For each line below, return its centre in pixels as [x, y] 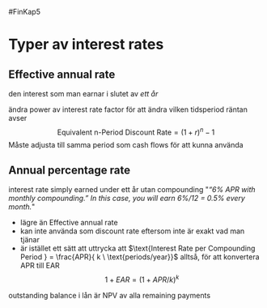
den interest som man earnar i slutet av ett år [83, 94]
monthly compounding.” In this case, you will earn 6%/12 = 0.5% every [127, 199]
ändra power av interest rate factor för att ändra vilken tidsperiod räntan [128, 109]
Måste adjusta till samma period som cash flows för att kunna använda [126, 144]
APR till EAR [40, 266]
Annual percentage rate [70, 171]
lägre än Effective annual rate [69, 223]
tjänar [30, 240]
